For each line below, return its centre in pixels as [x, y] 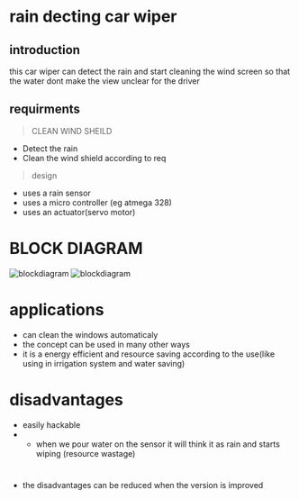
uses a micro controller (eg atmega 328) [97, 202]
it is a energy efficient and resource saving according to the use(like [149, 354]
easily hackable [51, 424]
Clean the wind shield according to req [94, 158]
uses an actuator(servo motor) [79, 212]
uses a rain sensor [57, 193]
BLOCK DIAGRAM [76, 249]
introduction [45, 50]
